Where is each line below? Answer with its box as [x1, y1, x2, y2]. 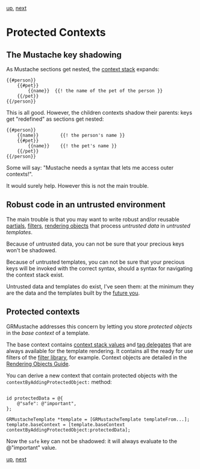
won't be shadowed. [6, 246, 57, 254]
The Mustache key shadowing [6, 49, 122, 60]
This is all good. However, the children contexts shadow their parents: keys [6, 109, 193, 116]
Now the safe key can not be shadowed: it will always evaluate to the [6, 437, 178, 445]
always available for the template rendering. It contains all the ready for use [6, 347, 194, 354]
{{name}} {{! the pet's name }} [28, 143, 117, 149]
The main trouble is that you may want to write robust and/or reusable [6, 215, 180, 223]
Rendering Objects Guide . [6, 360, 70, 367]
